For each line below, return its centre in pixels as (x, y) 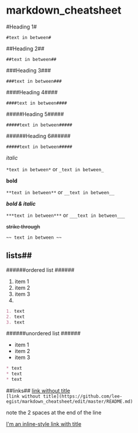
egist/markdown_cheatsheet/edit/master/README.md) (70, 402)
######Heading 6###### (38, 136)
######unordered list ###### (43, 333)
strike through (23, 226)
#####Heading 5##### (35, 114)
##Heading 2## (25, 49)
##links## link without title (38, 391)
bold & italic (21, 203)
